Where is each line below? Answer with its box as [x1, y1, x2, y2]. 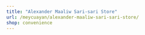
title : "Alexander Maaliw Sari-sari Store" [6, 8, 118, 15]
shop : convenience [6, 20, 53, 26]
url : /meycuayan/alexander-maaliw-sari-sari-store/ [6, 14, 139, 20]
